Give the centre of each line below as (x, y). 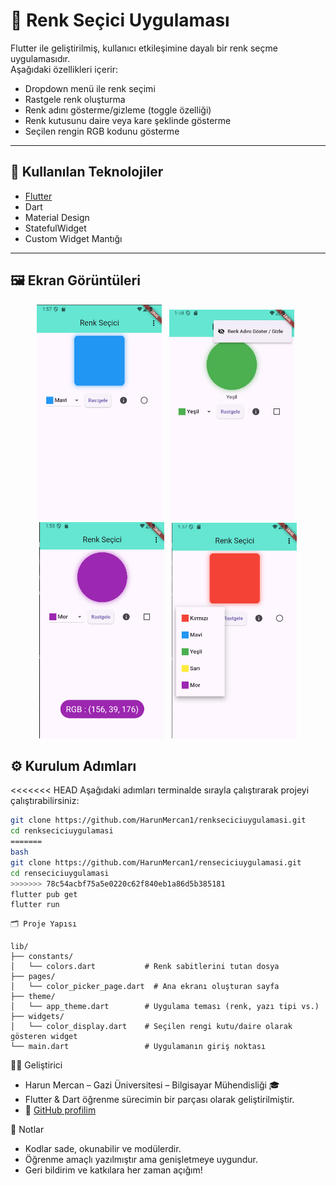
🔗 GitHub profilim (60, 1110)
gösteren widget (44, 1037)
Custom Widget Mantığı (73, 238)
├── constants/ (42, 957)
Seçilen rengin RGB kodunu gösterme (102, 131)
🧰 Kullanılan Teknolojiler (87, 172)
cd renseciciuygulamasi (60, 873)
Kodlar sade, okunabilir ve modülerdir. (103, 1149)
